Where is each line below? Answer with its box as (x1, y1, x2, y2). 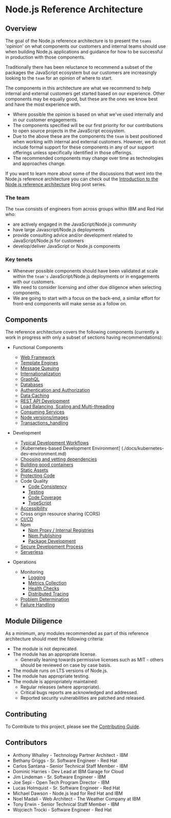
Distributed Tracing (28, 591, 69, 597)
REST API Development (20, 398, 70, 404)
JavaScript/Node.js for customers (12, 238, 84, 244)
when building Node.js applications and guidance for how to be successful (5, 49, 163, 54)
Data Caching (20, 392, 50, 399)
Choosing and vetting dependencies (20, 456, 97, 462)
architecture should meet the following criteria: (5, 636, 104, 642)
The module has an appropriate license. (12, 651, 97, 658)
